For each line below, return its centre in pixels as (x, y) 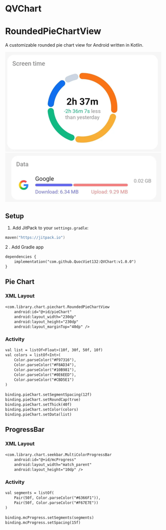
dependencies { (21, 257)
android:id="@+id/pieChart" (43, 312)
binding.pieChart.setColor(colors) (42, 410)
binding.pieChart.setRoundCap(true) (43, 400)
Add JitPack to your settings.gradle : (50, 228)
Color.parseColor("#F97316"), (45, 360)
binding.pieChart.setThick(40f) (38, 405)
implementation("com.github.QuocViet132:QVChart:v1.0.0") (75, 262)
